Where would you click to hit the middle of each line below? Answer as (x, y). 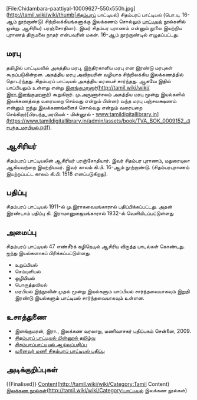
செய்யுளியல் (28, 272)
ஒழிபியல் (25, 278)
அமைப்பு (21, 232)
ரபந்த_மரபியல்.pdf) (28, 127)
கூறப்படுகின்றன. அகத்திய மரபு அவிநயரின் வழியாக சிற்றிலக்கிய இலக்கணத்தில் (95, 74)
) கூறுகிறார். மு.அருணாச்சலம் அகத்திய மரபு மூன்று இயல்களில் (117, 94)
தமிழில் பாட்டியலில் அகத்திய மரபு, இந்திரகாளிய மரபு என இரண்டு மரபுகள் (89, 68)
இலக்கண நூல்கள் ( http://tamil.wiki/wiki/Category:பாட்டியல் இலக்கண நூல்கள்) (97, 390)
